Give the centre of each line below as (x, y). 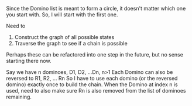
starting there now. (29, 61)
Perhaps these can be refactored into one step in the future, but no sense (95, 54)
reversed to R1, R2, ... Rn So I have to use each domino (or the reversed (92, 78)
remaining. (19, 97)
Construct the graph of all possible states (64, 37)
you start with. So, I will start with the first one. (62, 15)
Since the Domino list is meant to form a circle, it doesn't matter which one (96, 8)
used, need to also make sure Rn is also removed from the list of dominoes (96, 91)
